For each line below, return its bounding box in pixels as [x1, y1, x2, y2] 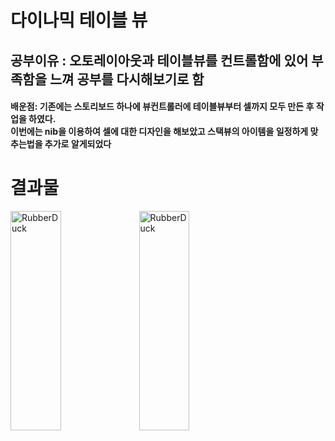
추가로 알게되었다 [44, 138, 112, 150]
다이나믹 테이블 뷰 [10, 9, 148, 32]
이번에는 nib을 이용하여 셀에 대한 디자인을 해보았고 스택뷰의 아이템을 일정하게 [10, 126, 309, 138]
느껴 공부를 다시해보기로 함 [49, 71, 205, 88]
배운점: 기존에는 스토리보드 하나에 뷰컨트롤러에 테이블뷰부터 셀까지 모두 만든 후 [10, 101, 315, 113]
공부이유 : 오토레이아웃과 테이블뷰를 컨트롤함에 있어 [10, 52, 309, 69]
